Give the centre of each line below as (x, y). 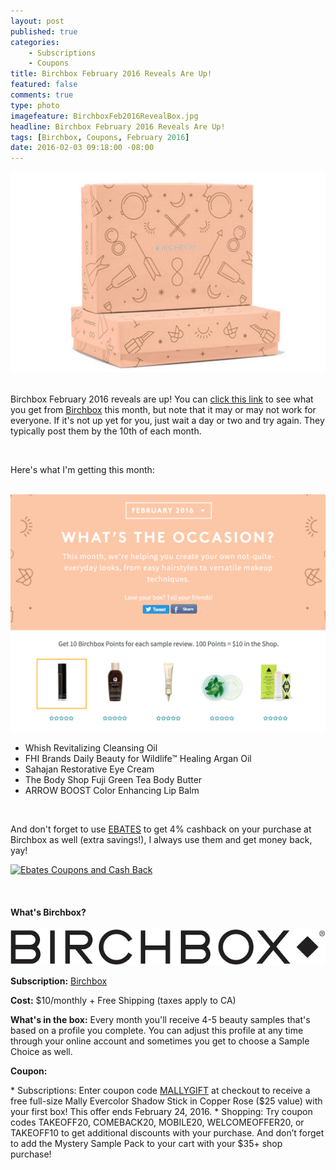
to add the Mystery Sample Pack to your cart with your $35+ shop (146, 1144)
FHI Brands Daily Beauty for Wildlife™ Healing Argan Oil (138, 758)
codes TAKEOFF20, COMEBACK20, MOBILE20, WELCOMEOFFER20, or (157, 1122)
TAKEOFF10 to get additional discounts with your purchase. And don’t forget (167, 1133)
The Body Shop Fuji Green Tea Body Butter (113, 779)
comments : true (42, 95)
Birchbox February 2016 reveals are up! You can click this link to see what (162, 399)
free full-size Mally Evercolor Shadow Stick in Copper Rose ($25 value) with (166, 1101)
